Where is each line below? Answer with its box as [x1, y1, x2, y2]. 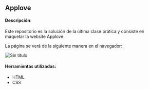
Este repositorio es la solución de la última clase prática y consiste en [5, 28, 145, 34]
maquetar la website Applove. [5, 34, 65, 39]
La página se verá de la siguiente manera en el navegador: [5, 43, 123, 49]
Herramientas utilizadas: [5, 63, 56, 70]
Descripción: [5, 17, 32, 23]
